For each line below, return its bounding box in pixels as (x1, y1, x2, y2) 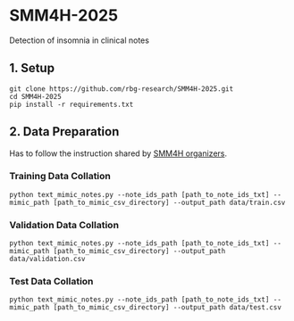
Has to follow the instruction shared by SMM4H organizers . (9, 148, 228, 159)
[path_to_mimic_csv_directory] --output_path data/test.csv (53, 303, 281, 312)
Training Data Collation (9, 170, 112, 183)
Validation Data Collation (9, 218, 119, 231)
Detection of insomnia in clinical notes (9, 35, 150, 45)
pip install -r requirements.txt (9, 100, 134, 109)
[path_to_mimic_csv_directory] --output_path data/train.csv (53, 198, 286, 207)
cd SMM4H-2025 (9, 92, 63, 101)
